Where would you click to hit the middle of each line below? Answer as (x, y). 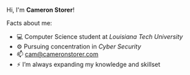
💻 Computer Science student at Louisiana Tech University (99, 36)
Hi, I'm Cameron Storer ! (41, 10)
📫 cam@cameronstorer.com (57, 54)
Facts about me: (29, 23)
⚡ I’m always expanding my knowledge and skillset (88, 64)
